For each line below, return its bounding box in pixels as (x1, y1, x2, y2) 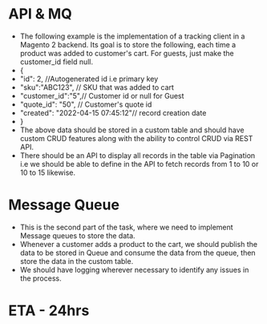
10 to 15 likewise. (19, 168, 76, 177)
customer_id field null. (19, 57, 94, 67)
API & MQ (8, 5, 72, 23)
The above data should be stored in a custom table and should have (19, 125, 245, 135)
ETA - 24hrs (8, 302, 90, 320)
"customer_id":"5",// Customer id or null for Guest (19, 91, 184, 100)
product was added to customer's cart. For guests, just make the (19, 48, 234, 58)
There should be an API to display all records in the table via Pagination (19, 150, 256, 160)
